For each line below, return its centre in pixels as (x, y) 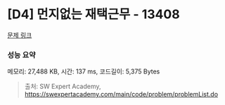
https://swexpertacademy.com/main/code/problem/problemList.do (121, 94)
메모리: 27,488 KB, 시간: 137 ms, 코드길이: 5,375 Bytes (84, 71)
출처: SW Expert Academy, (63, 86)
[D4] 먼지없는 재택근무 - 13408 (94, 14)
